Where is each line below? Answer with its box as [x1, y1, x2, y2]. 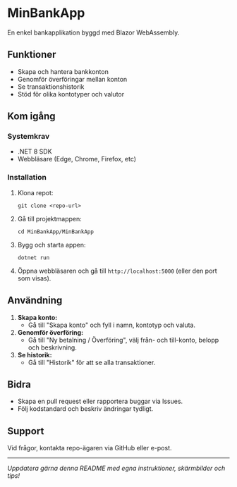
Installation [7, 173, 47, 183]
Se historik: [17, 350, 52, 359]
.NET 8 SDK [17, 147, 52, 156]
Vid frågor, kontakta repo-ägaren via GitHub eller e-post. [7, 444, 172, 452]
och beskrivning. [28, 343, 78, 352]
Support [7, 425, 44, 437]
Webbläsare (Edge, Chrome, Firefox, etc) [17, 155, 136, 164]
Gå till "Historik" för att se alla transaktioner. [28, 358, 156, 366]
